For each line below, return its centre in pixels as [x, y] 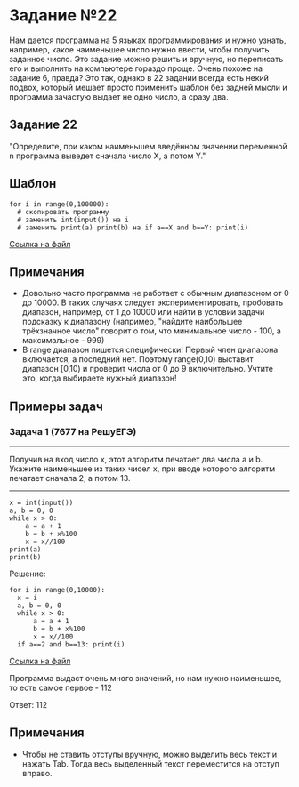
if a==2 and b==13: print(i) [71, 645]
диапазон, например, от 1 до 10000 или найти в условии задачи [143, 312]
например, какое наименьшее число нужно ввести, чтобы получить [139, 49]
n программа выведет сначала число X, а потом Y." [108, 156]
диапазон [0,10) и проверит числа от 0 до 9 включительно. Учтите [148, 369]
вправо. [37, 773]
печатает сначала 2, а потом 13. [70, 478]
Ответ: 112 [28, 705]
